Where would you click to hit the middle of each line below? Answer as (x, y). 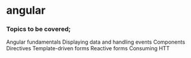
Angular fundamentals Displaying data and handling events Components (96, 42)
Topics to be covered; (38, 29)
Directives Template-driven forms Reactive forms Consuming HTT (88, 48)
